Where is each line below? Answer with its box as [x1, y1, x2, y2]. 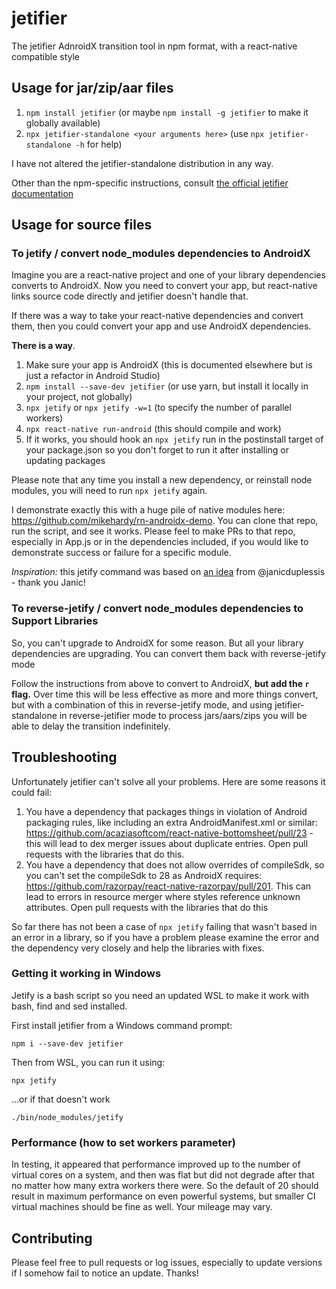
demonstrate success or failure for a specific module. [11, 547, 232, 559]
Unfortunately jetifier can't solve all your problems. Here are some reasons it [11, 775, 326, 787]
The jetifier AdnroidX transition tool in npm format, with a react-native [11, 40, 298, 52]
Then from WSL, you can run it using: [11, 1056, 166, 1068]
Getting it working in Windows [11, 967, 162, 981]
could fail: [11, 786, 53, 798]
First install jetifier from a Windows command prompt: [11, 1019, 233, 1031]
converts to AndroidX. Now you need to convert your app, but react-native [11, 280, 318, 292]
